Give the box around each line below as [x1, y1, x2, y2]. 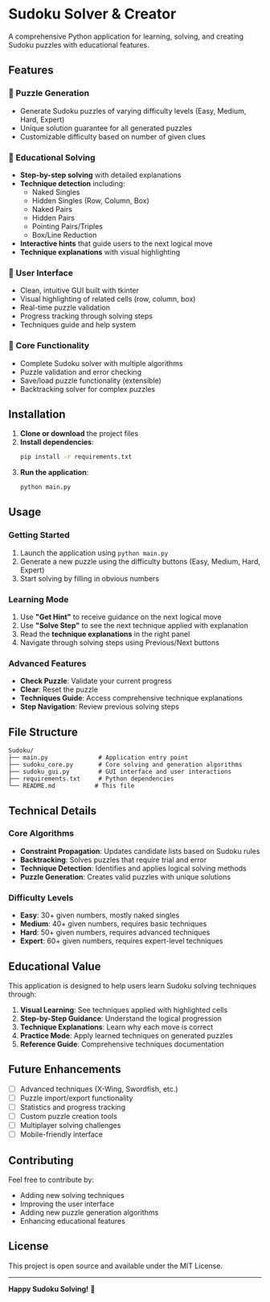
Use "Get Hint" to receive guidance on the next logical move [19, 612, 223, 622]
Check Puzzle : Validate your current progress [19, 676, 173, 686]
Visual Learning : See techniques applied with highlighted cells [19, 1005, 228, 1014]
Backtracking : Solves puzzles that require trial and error [19, 855, 207, 864]
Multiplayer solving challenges [19, 1121, 121, 1130]
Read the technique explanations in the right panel [19, 630, 190, 639]
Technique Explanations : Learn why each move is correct [19, 1021, 214, 1032]
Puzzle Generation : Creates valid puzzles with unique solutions [19, 871, 231, 881]
